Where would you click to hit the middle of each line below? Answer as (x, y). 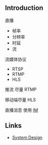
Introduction (24, 8)
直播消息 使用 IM (22, 110)
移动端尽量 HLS (21, 100)
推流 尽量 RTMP (21, 89)
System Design (27, 137)
